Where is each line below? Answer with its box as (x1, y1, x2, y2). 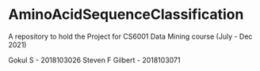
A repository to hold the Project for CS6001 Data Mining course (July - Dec (8, 32, 253, 41)
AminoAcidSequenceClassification (8, 6, 244, 24)
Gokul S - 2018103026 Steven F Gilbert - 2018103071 (8, 55, 181, 65)
